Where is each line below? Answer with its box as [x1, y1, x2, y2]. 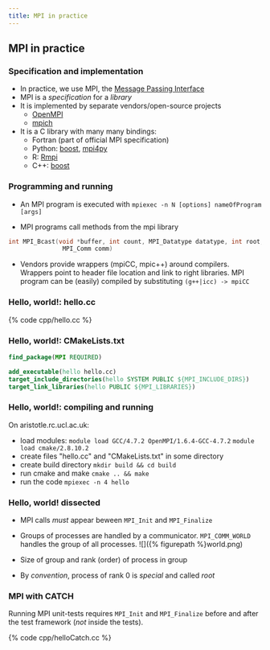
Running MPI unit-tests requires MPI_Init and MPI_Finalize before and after [8, 609, 259, 619]
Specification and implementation [8, 65, 144, 76]
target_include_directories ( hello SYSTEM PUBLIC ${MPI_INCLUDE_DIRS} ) [8, 375, 250, 383]
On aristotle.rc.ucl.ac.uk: [8, 420, 90, 430]
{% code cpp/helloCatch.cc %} [8, 633, 112, 643]
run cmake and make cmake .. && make [19, 468, 149, 478]
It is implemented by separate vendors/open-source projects [19, 101, 222, 111]
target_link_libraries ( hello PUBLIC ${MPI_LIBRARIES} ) [8, 383, 196, 391]
